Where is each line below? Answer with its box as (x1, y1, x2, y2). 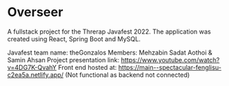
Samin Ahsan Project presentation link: (7, 55, 120, 64)
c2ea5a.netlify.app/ (7, 71, 64, 79)
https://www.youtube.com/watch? (120, 55, 220, 64)
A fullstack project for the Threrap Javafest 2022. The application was (7, 27, 211, 36)
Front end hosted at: (58, 63, 118, 71)
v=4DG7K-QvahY (7, 63, 57, 71)
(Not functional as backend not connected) (65, 71, 190, 79)
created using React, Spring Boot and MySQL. (7, 34, 141, 43)
